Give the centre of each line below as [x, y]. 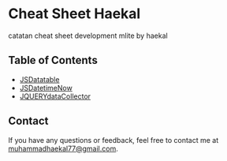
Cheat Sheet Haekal [74, 14]
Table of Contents [53, 60]
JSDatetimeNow [46, 88]
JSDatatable [39, 79]
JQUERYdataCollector [55, 96]
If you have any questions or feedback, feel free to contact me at [113, 140]
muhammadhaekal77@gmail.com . [63, 148]
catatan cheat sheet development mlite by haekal [88, 36]
